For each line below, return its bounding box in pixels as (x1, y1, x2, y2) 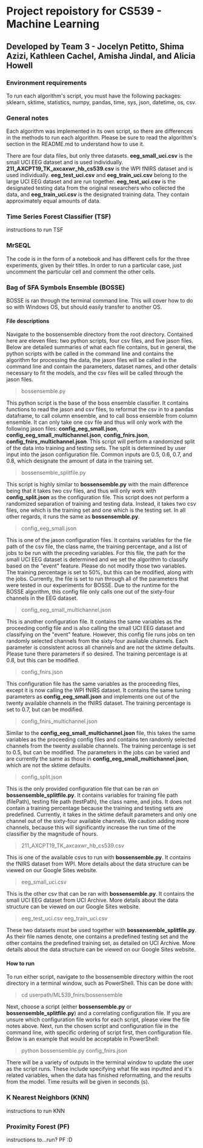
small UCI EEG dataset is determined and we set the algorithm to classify (6, 556, 188, 563)
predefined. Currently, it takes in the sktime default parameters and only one (6, 811, 197, 818)
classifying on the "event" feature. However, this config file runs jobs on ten (6, 631, 195, 638)
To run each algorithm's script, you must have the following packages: (6, 92, 182, 99)
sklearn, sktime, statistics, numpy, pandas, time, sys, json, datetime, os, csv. (6, 98, 197, 106)
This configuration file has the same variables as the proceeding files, (6, 680, 181, 688)
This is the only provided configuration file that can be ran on (6, 785, 159, 793)
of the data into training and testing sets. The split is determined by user (6, 445, 187, 452)
